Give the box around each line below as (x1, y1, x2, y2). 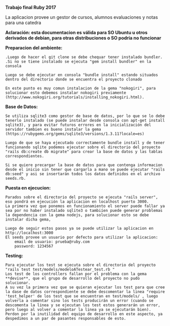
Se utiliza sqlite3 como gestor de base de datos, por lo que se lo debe (5, 114, 165, 119)
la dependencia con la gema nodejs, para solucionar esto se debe (5, 212, 149, 218)
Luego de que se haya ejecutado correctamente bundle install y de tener (5, 140, 165, 145)
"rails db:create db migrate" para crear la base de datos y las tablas (5, 149, 163, 154)
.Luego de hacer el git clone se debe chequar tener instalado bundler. (5, 55, 163, 60)
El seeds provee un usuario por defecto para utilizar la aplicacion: (5, 235, 158, 240)
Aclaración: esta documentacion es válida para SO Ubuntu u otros (5, 30, 148, 35)
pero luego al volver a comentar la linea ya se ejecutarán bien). (5, 307, 152, 312)
